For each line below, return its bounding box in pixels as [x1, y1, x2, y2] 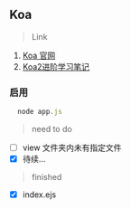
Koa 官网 [22, 50, 56, 61]
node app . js [17, 108, 63, 117]
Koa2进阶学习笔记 [22, 61, 90, 71]
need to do [31, 123, 72, 134]
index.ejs [22, 189, 57, 200]
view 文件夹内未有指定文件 [22, 142, 122, 153]
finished [31, 172, 62, 183]
